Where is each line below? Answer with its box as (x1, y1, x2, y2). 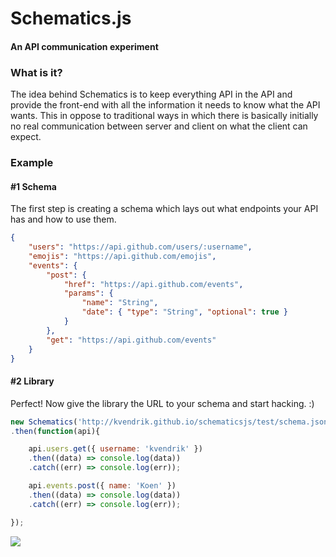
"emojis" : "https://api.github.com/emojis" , (28, 251, 217, 261)
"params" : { (63, 288, 114, 299)
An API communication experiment (10, 40, 159, 52)
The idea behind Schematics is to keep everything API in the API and (10, 88, 293, 101)
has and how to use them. (10, 213, 117, 226)
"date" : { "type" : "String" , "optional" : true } (81, 307, 289, 317)
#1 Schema (10, 180, 57, 192)
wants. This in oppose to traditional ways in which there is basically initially (10, 110, 319, 122)
